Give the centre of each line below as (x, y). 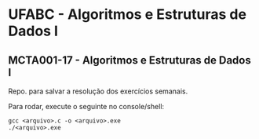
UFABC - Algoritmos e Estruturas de (128, 15)
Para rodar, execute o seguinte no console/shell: (86, 106)
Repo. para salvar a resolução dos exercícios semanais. (98, 91)
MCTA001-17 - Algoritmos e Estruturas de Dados (129, 60)
